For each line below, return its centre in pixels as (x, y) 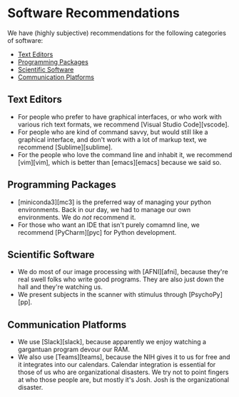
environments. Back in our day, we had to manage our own (104, 209)
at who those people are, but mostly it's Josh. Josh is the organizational (123, 380)
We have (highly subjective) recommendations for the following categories (117, 33)
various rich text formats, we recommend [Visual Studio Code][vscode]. (123, 124)
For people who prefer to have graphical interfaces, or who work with (120, 116)
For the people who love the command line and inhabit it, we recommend (125, 154)
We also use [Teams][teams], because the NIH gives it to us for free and (124, 357)
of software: (25, 40)
